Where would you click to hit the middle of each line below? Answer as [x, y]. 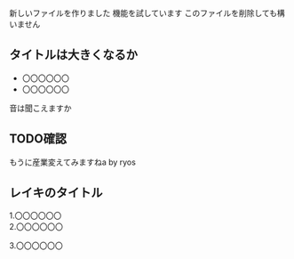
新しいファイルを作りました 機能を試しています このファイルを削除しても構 [147, 13]
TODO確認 [38, 139]
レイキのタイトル [56, 193]
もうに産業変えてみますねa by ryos [72, 162]
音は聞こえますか [40, 108]
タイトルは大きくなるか [73, 55]
